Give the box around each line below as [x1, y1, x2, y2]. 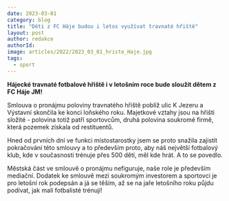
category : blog [7, 17, 51, 23]
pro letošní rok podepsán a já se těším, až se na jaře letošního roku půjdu [7, 178, 215, 187]
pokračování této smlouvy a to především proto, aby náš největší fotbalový [7, 143, 219, 151]
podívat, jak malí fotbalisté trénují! [7, 186, 103, 194]
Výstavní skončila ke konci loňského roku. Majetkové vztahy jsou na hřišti [7, 108, 215, 116]
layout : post [7, 29, 45, 36]
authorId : [7, 42, 36, 49]
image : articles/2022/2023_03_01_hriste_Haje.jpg [7, 49, 153, 56]
